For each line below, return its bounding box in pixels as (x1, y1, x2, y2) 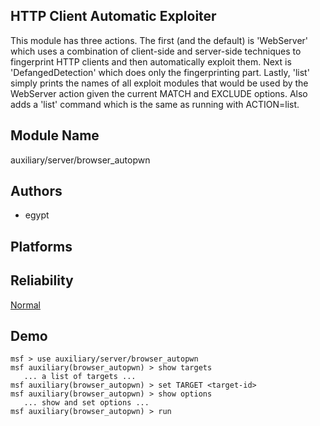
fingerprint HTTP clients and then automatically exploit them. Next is (10, 55, 292, 68)
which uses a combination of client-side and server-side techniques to (10, 45, 302, 57)
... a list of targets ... (23, 372, 137, 382)
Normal (10, 299, 41, 311)
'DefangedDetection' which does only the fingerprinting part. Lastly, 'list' (10, 66, 310, 78)
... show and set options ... (23, 398, 150, 408)
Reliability (10, 272, 74, 289)
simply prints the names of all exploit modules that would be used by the (10, 77, 309, 89)
